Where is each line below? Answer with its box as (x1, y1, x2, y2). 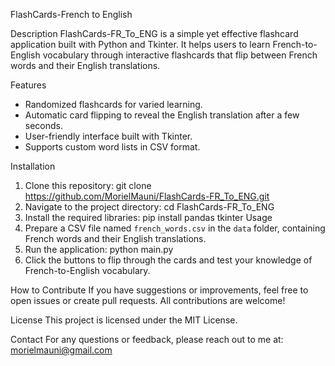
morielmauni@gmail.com (10, 344, 113, 356)
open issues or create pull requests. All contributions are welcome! (10, 295, 286, 306)
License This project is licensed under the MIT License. (10, 314, 238, 326)
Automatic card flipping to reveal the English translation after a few (24, 109, 300, 121)
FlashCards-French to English (10, 9, 133, 20)
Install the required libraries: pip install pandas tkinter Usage (24, 212, 273, 223)
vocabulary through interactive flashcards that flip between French (42, 49, 318, 61)
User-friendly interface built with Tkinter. (24, 130, 193, 142)
